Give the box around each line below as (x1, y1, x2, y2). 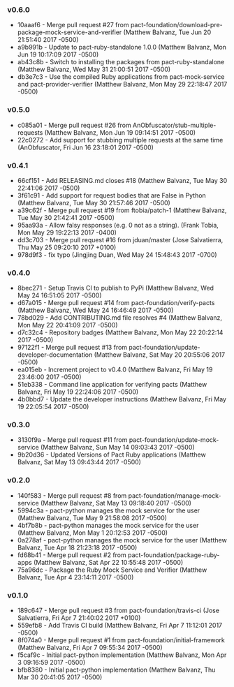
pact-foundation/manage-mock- (128, 491, 221, 500)
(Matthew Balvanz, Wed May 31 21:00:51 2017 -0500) (17, 65, 171, 74)
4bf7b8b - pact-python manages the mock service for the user (17, 521, 199, 529)
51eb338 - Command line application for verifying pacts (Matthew (17, 381, 207, 389)
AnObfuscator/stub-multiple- (132, 121, 217, 129)
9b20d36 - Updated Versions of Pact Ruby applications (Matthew (17, 450, 206, 459)
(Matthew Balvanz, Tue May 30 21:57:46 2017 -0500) (17, 198, 171, 207)
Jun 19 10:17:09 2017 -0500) (17, 50, 99, 59)
